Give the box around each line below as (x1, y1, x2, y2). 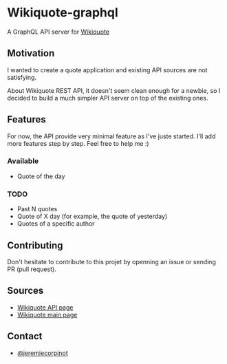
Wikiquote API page (17, 303, 74, 311)
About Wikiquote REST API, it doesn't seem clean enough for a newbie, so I (7, 86, 221, 94)
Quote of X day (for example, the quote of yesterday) (17, 212, 168, 221)
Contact (7, 330, 43, 342)
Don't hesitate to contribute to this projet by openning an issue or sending (7, 257, 217, 266)
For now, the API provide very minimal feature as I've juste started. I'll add (7, 132, 216, 140)
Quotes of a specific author (17, 220, 95, 228)
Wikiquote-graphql (7, 5, 118, 21)
